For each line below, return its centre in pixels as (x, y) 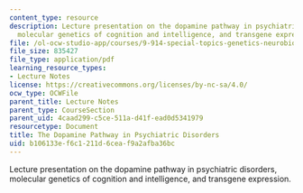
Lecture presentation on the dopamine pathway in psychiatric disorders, (143, 169)
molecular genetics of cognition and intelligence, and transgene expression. (150, 179)
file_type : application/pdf (62, 60)
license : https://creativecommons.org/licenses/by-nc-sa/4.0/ (129, 85)
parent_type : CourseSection (62, 110)
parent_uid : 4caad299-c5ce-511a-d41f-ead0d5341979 (106, 118)
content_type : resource (54, 18)
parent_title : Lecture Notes (64, 101)
